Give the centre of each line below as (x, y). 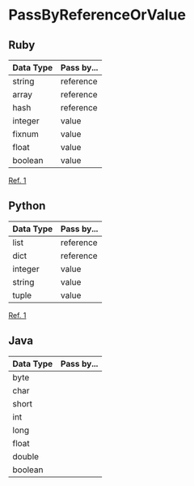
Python (27, 206)
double (25, 456)
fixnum (25, 134)
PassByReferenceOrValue (97, 15)
